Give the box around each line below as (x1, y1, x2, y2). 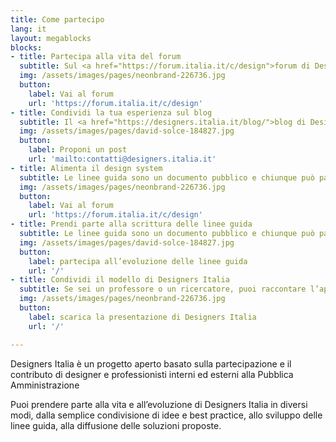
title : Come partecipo (10, 14, 105, 25)
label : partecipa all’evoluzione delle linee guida (28, 256, 248, 266)
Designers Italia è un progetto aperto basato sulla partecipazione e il (10, 357, 292, 370)
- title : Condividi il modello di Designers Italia (10, 275, 230, 285)
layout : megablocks (10, 33, 92, 43)
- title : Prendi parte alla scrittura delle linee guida (10, 219, 253, 230)
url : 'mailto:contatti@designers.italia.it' (28, 154, 217, 164)
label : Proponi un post (28, 145, 128, 155)
